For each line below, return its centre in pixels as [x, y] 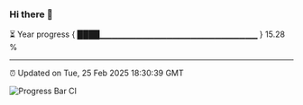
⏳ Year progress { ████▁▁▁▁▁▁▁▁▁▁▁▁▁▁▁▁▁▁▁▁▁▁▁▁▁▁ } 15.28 [147, 34]
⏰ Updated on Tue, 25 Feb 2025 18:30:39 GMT [97, 73]
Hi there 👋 [32, 14]
